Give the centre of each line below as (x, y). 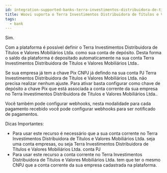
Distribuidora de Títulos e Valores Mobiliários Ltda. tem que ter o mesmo (86, 160)
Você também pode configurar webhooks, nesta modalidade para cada (78, 104)
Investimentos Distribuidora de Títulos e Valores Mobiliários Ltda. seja (83, 139)
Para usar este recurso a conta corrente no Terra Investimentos (77, 155)
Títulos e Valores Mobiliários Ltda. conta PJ (56, 149)
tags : (11, 19)
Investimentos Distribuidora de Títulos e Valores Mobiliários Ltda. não (76, 78)
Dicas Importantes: (25, 124)
